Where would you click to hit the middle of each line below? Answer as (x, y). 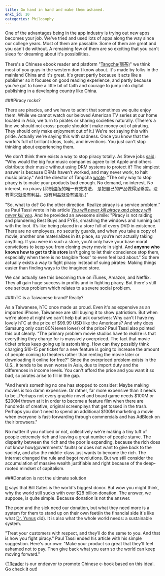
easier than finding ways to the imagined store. (53, 268)
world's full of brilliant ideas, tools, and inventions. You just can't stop (76, 142)
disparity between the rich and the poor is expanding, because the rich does (83, 442)
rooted (12, 469)
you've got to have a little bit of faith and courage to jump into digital (74, 86)
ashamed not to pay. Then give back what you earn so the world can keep (80, 549)
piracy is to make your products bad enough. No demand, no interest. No (79, 183)
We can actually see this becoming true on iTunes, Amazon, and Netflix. (78, 277)
